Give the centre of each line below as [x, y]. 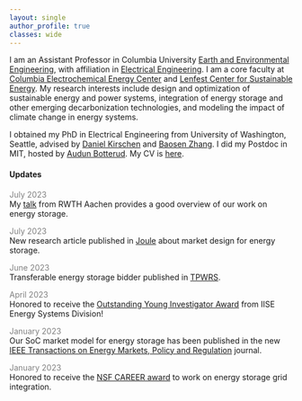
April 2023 [29, 294]
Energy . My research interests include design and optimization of [130, 89]
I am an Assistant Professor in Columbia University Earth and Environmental [149, 60]
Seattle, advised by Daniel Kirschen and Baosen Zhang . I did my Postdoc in [148, 144]
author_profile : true [50, 26]
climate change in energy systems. [74, 117]
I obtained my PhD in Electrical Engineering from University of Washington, [148, 135]
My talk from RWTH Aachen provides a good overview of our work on [138, 204]
